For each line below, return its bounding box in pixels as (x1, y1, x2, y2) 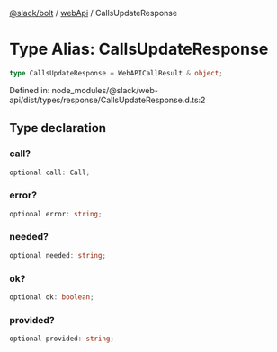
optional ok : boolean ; (9, 293, 94, 302)
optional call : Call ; (9, 168, 91, 177)
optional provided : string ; (9, 334, 115, 344)
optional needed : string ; (9, 251, 106, 260)
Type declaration (9, 120, 106, 136)
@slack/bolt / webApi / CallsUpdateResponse (9, 8, 178, 18)
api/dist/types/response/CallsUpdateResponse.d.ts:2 (9, 94, 206, 105)
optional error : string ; (9, 209, 103, 218)
